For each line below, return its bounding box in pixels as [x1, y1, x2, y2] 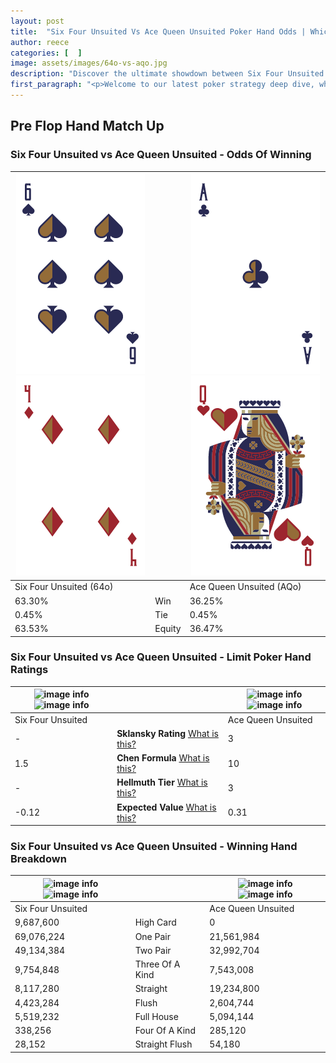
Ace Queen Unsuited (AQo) [189, 581, 302, 593]
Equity [154, 623, 182, 635]
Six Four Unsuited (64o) [14, 581, 114, 593]
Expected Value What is [116, 801, 217, 813]
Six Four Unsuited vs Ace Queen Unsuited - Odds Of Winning [10, 148, 312, 162]
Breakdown [10, 852, 67, 866]
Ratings [10, 663, 49, 677]
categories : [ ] [10, 48, 83, 58]
